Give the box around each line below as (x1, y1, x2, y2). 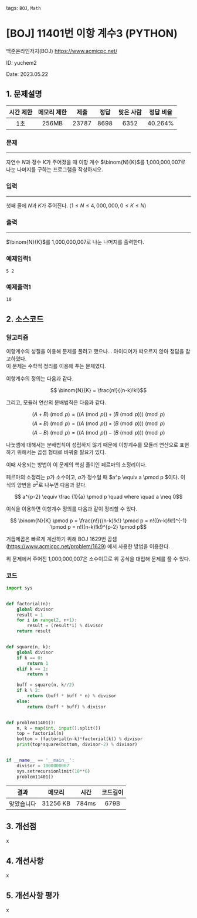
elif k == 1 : (16, 666, 49, 672)
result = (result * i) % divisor (27, 623, 104, 629)
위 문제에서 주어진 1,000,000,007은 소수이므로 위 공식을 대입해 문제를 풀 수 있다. (6, 555, 191, 562)
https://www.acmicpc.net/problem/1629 (8, 542, 104, 549)
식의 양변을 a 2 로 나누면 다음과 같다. (6, 480, 87, 488)
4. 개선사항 (6, 856, 44, 866)
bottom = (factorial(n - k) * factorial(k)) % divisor (16, 736, 143, 742)
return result (16, 628, 51, 634)
